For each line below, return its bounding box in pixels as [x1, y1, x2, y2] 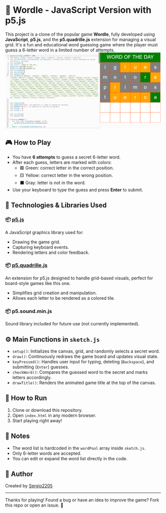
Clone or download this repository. [12, 407, 83, 413]
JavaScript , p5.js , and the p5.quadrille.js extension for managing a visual [5, 37, 156, 42]
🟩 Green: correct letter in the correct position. [19, 165, 114, 171]
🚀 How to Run [5, 394, 47, 402]
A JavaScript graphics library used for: [5, 229, 84, 235]
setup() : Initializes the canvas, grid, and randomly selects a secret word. [12, 348, 160, 354]
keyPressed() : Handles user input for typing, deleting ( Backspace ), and [12, 358, 155, 364]
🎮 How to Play [5, 138, 51, 147]
